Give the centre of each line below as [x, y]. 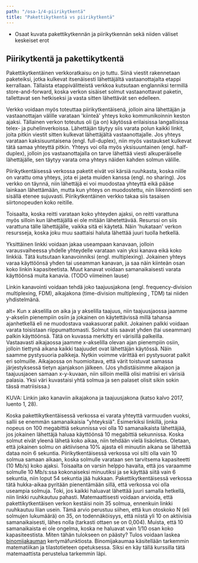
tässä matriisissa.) [28, 386]
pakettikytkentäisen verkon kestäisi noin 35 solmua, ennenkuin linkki [90, 503]
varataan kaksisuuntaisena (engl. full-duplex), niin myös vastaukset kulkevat [99, 141]
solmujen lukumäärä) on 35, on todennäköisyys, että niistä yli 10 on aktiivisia [99, 516]
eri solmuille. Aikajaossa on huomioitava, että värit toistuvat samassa [90, 362]
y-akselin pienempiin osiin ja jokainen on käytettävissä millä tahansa [89, 317]
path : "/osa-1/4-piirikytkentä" [46, 12]
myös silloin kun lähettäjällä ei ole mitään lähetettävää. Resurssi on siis [92, 220]
